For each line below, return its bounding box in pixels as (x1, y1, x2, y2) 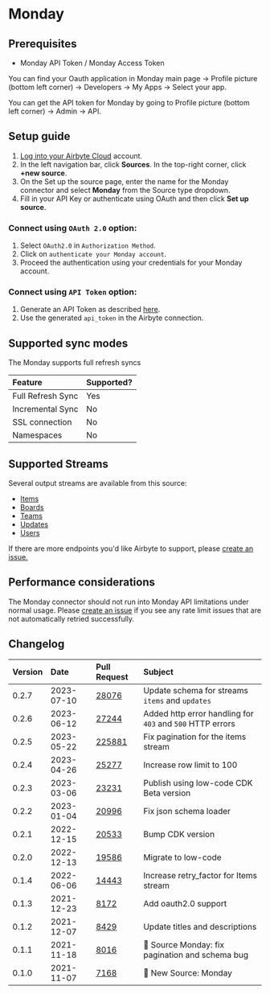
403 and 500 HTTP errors (143, 717, 235, 729)
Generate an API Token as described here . (19, 305, 161, 314)
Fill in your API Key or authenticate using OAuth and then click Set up (19, 194, 249, 203)
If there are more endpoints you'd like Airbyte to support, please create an (8, 544, 254, 553)
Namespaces (12, 429, 63, 441)
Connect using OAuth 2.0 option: (8, 222, 137, 233)
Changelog (8, 637, 65, 651)
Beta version (143, 787, 191, 799)
